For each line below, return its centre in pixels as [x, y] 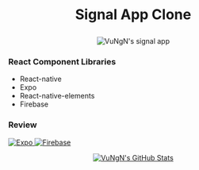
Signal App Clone [133, 15]
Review [23, 125]
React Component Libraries [62, 62]
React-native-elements [57, 96]
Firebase [34, 104]
